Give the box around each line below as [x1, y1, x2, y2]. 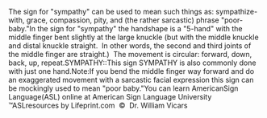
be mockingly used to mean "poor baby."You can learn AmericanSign [8, 83, 239, 93]
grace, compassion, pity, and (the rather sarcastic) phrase [26, 15, 219, 25]
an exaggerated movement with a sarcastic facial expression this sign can [8, 75, 254, 84]
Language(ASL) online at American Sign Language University [8, 92, 212, 101]
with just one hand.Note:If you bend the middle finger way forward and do [8, 67, 255, 75]
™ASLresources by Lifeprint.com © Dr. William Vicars [8, 100, 188, 110]
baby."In [8, 24, 36, 33]
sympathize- [215, 7, 258, 16]
